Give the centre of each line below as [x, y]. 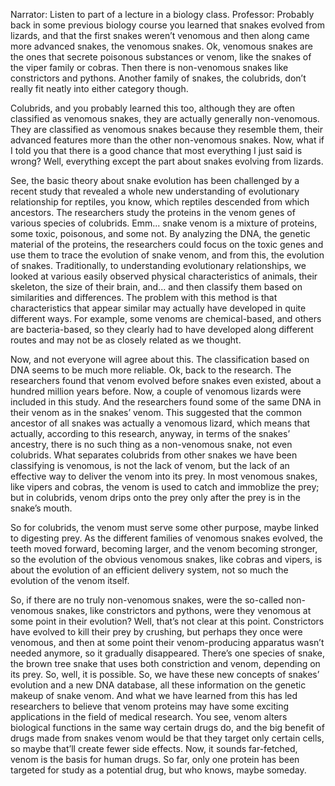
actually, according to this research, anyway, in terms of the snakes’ [150, 433]
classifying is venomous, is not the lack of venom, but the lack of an [150, 465]
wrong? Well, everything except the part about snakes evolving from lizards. [167, 161]
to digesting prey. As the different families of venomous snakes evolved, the [166, 538]
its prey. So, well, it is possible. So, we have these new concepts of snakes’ [165, 674]
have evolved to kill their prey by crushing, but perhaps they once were [156, 632]
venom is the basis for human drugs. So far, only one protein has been [155, 759]
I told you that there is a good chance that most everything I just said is [156, 150]
